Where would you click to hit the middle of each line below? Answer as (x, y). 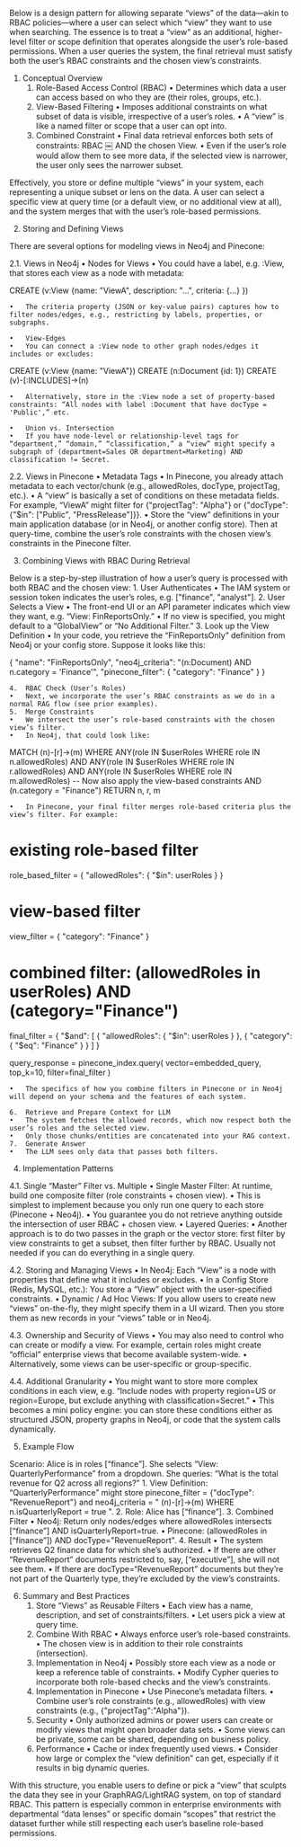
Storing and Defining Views (73, 229)
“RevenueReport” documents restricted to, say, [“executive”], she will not (145, 1559)
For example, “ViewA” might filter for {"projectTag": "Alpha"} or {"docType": (149, 505)
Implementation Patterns (68, 1168)
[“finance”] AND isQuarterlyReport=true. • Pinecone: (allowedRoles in (138, 1531)
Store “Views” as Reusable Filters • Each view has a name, (144, 1605)
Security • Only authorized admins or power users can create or (155, 1719)
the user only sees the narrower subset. (110, 165)
